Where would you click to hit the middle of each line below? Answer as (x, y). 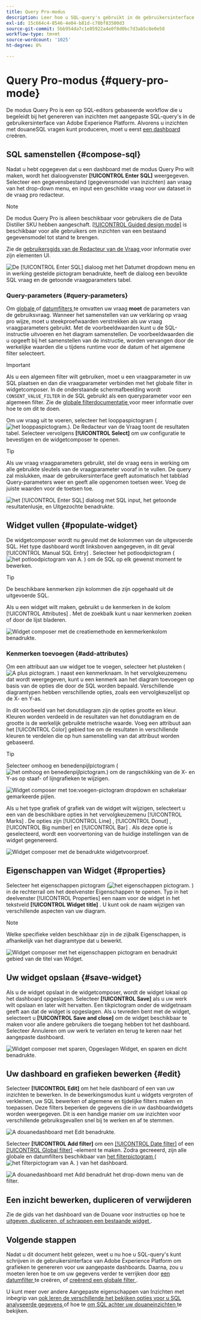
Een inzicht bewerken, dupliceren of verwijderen (99, 1200)
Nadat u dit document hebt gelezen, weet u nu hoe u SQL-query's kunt (94, 1254)
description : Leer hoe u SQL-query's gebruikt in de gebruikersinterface (100, 17)
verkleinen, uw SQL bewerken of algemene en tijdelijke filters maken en (94, 1101)
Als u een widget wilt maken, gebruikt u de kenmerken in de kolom (88, 607)
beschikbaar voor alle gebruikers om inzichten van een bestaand (86, 231)
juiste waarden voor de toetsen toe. (50, 488)
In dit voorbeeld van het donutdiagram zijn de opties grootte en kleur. (92, 710)
